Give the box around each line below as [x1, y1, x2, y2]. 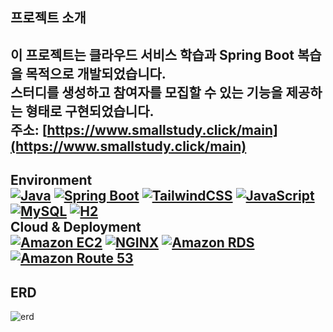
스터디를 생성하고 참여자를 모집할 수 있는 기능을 [10, 84, 283, 101]
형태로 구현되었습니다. [25, 103, 155, 120]
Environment [10, 172, 93, 189]
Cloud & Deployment [10, 219, 142, 236]
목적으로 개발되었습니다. [25, 65, 167, 82]
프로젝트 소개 [10, 9, 87, 27]
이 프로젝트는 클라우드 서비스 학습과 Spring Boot [10, 46, 295, 63]
